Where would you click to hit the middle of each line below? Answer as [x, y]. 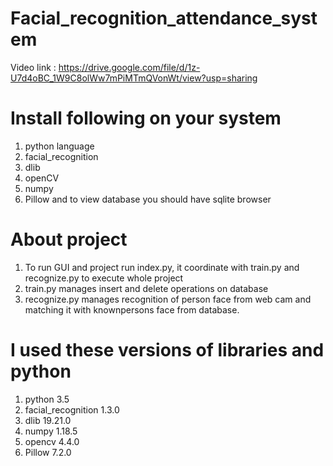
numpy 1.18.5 [51, 431]
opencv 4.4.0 [52, 441]
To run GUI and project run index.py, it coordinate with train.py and [162, 267]
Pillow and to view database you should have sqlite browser [148, 199]
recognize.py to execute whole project [104, 278]
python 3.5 [47, 399]
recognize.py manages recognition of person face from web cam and [168, 299]
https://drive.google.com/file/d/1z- [129, 67]
